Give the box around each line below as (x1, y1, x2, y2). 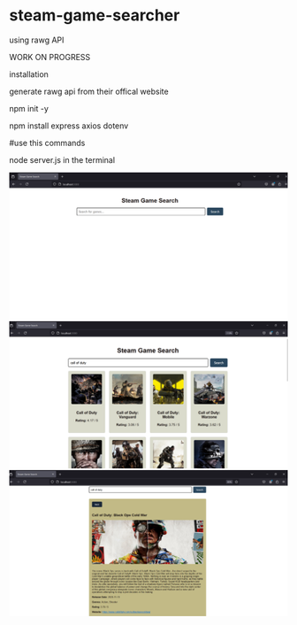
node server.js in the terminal (9, 154, 116, 165)
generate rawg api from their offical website (9, 86, 170, 96)
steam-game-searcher (9, 5, 180, 26)
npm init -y (9, 103, 49, 113)
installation (9, 68, 49, 80)
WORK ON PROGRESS (9, 51, 91, 62)
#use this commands (9, 137, 86, 148)
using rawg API (9, 35, 65, 45)
